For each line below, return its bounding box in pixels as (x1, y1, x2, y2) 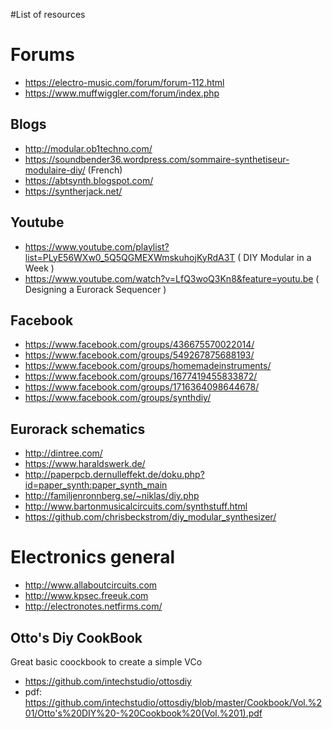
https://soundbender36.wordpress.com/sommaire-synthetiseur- (24, 153, 290, 165)
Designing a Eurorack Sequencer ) (24, 283, 167, 295)
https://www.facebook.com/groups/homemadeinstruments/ (24, 360, 272, 372)
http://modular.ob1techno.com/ (24, 142, 153, 154)
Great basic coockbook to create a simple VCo (10, 655, 203, 668)
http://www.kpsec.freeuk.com (24, 590, 149, 602)
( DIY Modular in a (237, 251, 312, 263)
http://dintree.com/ (24, 447, 103, 459)
